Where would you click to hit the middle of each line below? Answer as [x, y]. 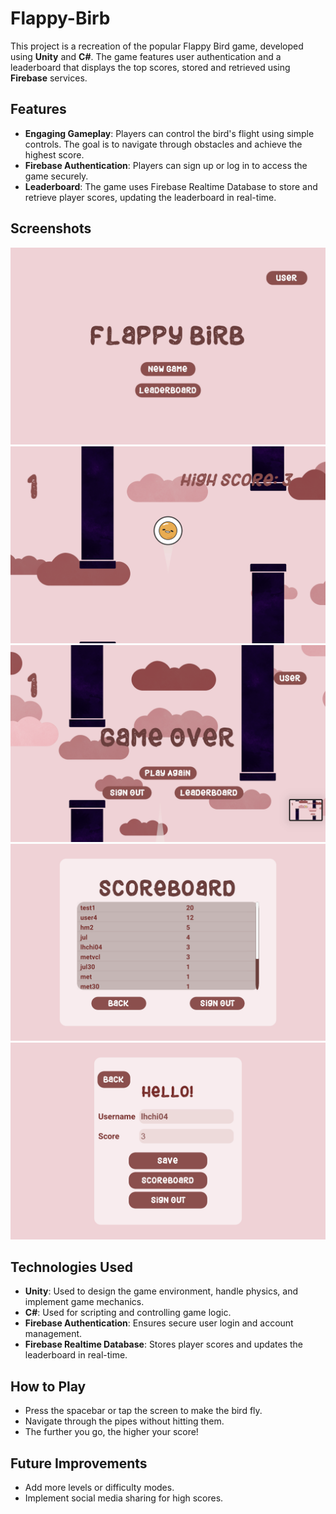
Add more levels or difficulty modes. [99, 1487]
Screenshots [51, 228]
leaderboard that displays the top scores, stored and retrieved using [150, 67]
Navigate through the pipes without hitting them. [124, 1421]
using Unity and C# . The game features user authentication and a [146, 56]
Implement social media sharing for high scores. [124, 1498]
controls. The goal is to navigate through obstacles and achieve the [163, 144]
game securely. [56, 176]
